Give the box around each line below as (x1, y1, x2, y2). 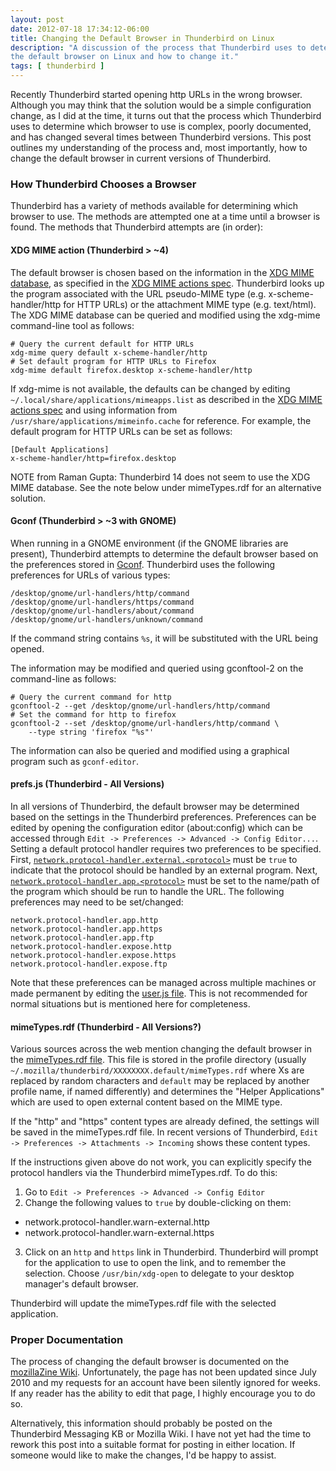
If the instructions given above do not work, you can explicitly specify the (10, 1156, 313, 1168)
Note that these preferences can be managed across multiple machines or (10, 976, 317, 988)
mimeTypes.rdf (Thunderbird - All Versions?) (10, 1021, 202, 1033)
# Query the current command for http (10, 692, 172, 702)
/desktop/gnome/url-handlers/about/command (10, 606, 195, 616)
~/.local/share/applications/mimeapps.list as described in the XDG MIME (10, 393, 323, 405)
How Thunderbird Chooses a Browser (10, 177, 197, 191)
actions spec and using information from (10, 404, 178, 416)
